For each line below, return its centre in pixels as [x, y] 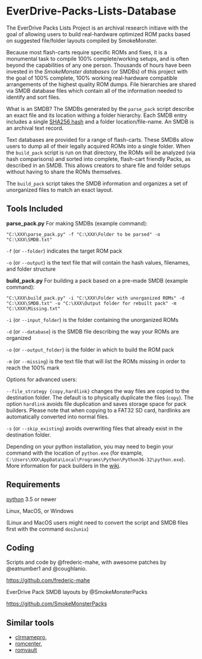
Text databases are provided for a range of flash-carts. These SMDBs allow [100, 139]
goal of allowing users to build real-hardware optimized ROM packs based [99, 34]
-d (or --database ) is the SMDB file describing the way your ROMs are [93, 331]
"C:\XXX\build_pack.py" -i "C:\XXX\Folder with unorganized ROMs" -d [96, 298]
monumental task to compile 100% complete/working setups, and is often [98, 58]
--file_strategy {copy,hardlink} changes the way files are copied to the [98, 391]
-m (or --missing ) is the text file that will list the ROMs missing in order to [96, 361]
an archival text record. [35, 128]
